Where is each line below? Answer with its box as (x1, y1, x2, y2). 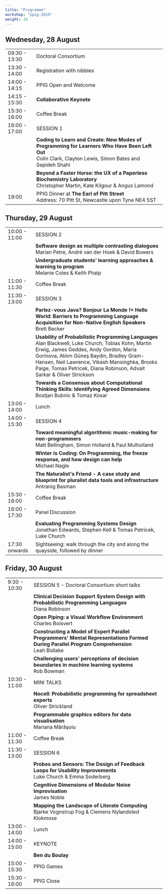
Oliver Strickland (33, 703, 72, 710)
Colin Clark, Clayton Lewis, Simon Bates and (36, 155, 140, 162)
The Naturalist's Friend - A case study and (35, 470, 140, 477)
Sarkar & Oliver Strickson (35, 371, 94, 378)
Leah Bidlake (33, 647, 64, 654)
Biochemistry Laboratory (36, 176, 97, 183)
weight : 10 (5, 17, 28, 22)
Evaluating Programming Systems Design (35, 520, 136, 527)
